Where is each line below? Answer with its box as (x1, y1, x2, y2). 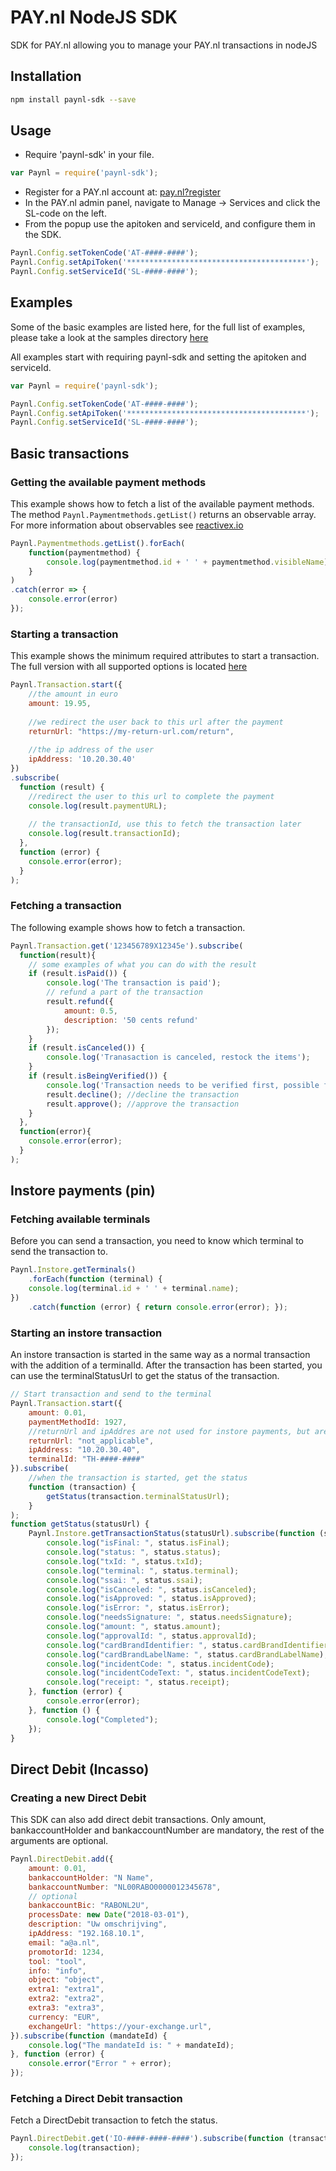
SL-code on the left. (24, 207, 107, 220)
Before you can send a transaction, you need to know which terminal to (10, 1235, 304, 1247)
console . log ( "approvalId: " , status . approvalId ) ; (46, 1631, 257, 1641)
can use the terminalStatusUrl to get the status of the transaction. (10, 1370, 280, 1382)
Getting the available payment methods (10, 475, 207, 489)
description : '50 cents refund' (63, 1015, 199, 1025)
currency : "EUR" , (28, 2012, 101, 2022)
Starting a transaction (10, 627, 119, 641)
